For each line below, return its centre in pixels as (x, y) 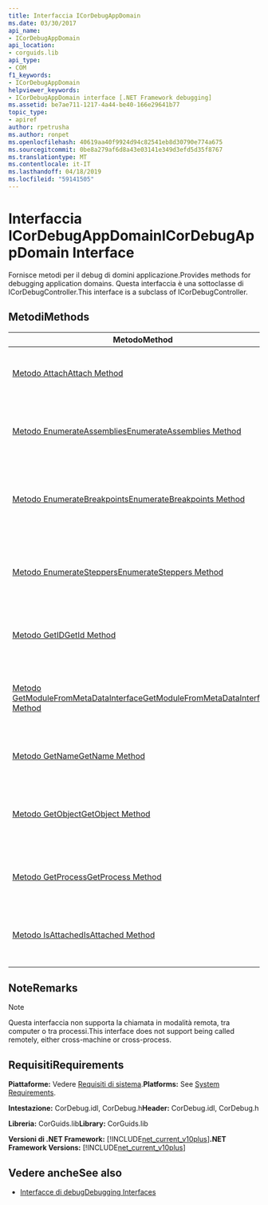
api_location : (32, 46)
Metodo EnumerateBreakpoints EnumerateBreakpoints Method (129, 499)
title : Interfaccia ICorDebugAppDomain (75, 16)
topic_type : (28, 113)
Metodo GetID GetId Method (64, 635)
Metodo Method (143, 339)
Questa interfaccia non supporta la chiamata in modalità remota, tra (119, 1023)
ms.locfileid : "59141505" (51, 180)
